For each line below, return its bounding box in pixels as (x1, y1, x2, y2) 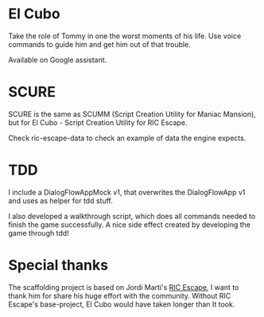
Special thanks (8, 256, 109, 274)
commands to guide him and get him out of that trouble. (8, 39, 191, 49)
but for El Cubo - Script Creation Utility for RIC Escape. (8, 117, 188, 127)
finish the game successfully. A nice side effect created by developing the (8, 220, 250, 229)
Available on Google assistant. (8, 55, 107, 65)
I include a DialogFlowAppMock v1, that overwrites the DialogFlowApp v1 (8, 187, 246, 197)
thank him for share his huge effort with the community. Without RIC (8, 291, 231, 300)
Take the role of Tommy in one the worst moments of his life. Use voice (8, 31, 242, 41)
